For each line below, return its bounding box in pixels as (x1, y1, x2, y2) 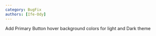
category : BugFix (5, 7, 42, 12)
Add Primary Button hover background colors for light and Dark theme (5, 25, 151, 31)
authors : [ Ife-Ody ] (5, 12, 46, 17)
